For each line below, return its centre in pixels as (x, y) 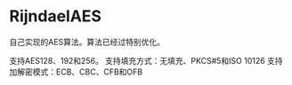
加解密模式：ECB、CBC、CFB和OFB (76, 72)
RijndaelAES (56, 16)
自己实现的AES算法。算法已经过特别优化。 (87, 42)
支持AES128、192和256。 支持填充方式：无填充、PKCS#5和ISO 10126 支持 (146, 60)
